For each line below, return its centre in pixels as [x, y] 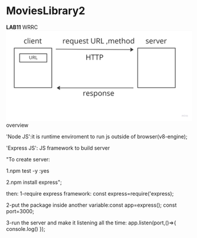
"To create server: [28, 160]
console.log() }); [26, 229]
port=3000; [20, 211]
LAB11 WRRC [22, 27]
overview [17, 125]
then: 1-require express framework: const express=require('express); [90, 194]
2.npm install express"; [34, 182]
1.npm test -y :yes [28, 171]
